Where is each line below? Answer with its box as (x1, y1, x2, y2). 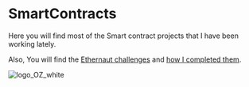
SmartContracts (8, 5, 117, 23)
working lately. (8, 39, 56, 48)
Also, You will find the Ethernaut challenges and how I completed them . (8, 55, 242, 64)
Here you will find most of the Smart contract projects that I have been (8, 31, 239, 40)
